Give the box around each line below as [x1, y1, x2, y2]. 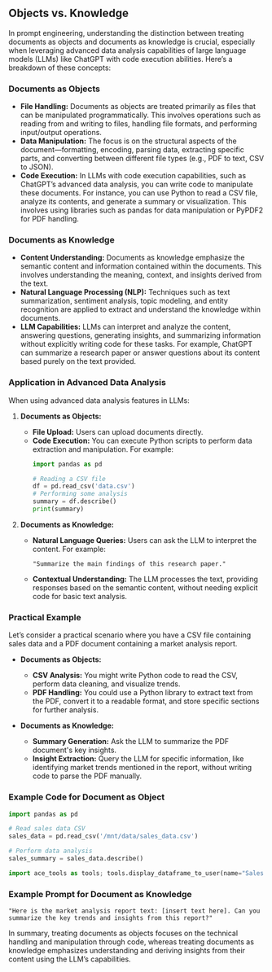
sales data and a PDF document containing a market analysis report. [8, 639, 238, 649]
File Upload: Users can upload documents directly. [32, 427, 204, 436]
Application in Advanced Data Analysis [8, 377, 167, 388]
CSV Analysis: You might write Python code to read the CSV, [32, 671, 239, 681]
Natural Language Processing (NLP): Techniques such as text [20, 287, 230, 297]
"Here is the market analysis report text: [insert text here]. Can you [8, 907, 261, 915]
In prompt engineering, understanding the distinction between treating [8, 28, 244, 37]
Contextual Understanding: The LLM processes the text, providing [32, 574, 259, 584]
